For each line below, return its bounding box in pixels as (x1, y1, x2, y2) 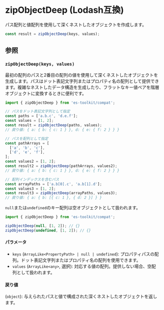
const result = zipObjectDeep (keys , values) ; (5, 31, 100, 36)
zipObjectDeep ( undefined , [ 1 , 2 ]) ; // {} (5, 228, 91, 233)
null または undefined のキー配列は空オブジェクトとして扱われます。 (5, 205, 141, 211)
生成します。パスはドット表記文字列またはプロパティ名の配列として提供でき (5, 78, 160, 84)
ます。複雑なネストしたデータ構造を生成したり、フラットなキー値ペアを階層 (5, 84, 160, 90)
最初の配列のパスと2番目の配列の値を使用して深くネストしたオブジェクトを (5, 72, 159, 78)
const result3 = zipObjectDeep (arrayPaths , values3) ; (5, 191, 118, 196)
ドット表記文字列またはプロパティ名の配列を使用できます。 (21, 257, 141, 263)
